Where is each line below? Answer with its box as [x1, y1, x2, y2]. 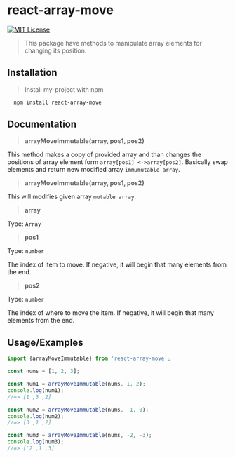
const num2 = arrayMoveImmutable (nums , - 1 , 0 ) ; [7, 406, 149, 413]
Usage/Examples [7, 336, 83, 349]
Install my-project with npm [24, 85, 104, 93]
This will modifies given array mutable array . [7, 192, 137, 201]
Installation [7, 67, 58, 79]
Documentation [7, 119, 77, 130]
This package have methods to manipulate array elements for [24, 39, 202, 47]
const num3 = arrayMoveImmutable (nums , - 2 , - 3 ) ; [7, 432, 152, 439]
